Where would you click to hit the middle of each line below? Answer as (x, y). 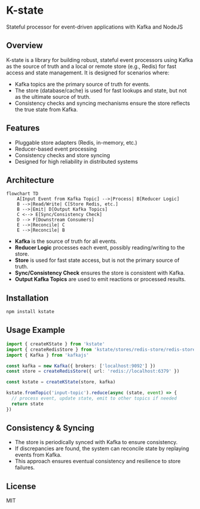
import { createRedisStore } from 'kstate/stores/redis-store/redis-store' (102, 349)
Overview (25, 46)
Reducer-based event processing (56, 149)
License (21, 486)
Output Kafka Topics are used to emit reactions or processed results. (100, 279)
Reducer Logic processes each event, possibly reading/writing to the (100, 248)
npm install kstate (30, 312)
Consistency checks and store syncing (62, 155)
